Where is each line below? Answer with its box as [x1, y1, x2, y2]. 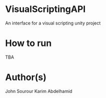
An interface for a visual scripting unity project [5, 20, 101, 26]
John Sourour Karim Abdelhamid [5, 88, 72, 94]
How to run [5, 37, 52, 49]
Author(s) [5, 71, 46, 83]
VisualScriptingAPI [5, 3, 86, 15]
